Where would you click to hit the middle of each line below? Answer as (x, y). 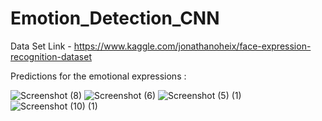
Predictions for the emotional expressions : (98, 76)
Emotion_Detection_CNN (115, 18)
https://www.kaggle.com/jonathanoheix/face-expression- (192, 46)
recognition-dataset (51, 56)
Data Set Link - (41, 46)
